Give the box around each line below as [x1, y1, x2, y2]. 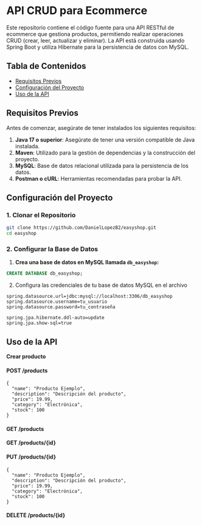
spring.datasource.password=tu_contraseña [6, 304, 116, 310]
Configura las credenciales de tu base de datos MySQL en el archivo [15, 281, 187, 289]
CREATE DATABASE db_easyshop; [6, 270, 83, 277]
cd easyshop [6, 230, 37, 237]
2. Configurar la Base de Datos [6, 245, 99, 253]
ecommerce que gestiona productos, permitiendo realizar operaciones [6, 30, 184, 37]
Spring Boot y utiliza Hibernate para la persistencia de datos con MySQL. [6, 43, 189, 51]
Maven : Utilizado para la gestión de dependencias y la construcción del [15, 149, 196, 156]
